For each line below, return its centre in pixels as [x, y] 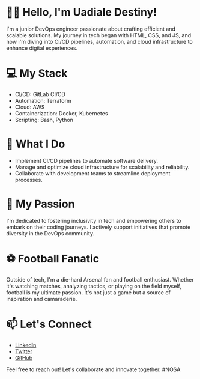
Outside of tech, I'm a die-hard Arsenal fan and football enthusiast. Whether [100, 279]
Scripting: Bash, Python [44, 120]
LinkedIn [26, 345]
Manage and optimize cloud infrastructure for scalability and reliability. [102, 167]
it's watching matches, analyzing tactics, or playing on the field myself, [94, 286]
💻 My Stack [37, 74]
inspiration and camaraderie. [42, 299]
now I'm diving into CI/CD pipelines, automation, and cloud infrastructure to [100, 41]
